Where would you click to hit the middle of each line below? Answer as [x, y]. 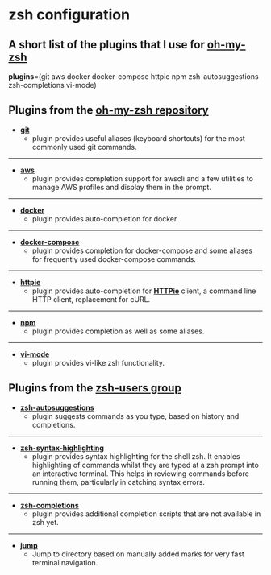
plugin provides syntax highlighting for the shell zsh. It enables [136, 456]
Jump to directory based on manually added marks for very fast [138, 554]
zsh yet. [45, 522]
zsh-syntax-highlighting [62, 448]
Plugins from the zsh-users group [95, 388]
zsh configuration [69, 15]
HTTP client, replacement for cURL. [91, 299]
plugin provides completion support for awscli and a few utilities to [143, 178]
